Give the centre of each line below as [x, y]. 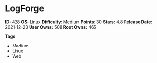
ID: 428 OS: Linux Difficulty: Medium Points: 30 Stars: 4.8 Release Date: [79, 22]
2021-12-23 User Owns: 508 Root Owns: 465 [51, 27]
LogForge [25, 8]
